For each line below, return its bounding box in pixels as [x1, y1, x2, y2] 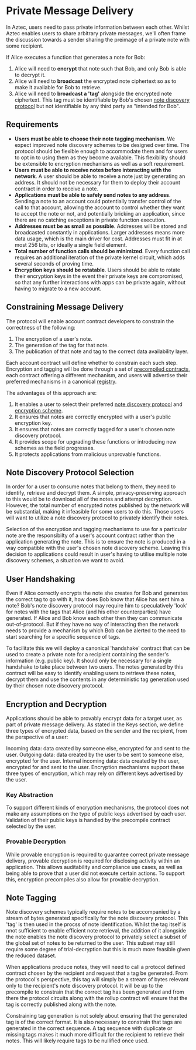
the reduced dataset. [6, 952, 57, 959]
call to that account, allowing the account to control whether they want [14, 204, 185, 211]
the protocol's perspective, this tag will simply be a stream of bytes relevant [6, 976, 189, 983]
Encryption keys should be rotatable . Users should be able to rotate [14, 266, 180, 273]
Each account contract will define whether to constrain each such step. [6, 359, 178, 366]
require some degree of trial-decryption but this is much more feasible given [6, 946, 191, 953]
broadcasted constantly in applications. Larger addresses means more [14, 229, 185, 236]
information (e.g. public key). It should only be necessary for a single [6, 657, 172, 665]
